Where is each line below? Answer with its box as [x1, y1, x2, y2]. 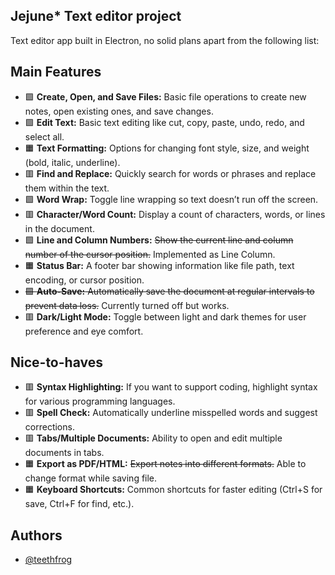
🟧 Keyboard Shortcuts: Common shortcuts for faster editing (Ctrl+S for [24, 484, 323, 496]
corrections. [24, 421, 75, 433]
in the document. [24, 222, 95, 234]
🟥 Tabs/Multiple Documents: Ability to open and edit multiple [24, 432, 283, 444]
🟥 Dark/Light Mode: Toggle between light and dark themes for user [24, 310, 307, 323]
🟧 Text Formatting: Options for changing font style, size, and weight [24, 142, 310, 154]
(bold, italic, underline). [24, 156, 121, 168]
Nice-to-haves [10, 354, 103, 371]
